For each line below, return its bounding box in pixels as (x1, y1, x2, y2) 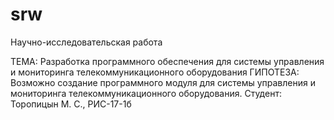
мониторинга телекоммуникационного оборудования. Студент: (10, 87, 282, 99)
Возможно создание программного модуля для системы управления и (10, 76, 316, 88)
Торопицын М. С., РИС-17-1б (10, 98, 132, 110)
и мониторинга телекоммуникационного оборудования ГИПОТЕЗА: (10, 66, 300, 78)
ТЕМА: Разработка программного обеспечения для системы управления (10, 55, 325, 67)
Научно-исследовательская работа (10, 36, 163, 48)
